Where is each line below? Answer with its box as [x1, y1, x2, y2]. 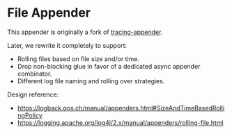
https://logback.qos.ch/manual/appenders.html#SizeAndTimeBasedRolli [17, 103, 225, 112]
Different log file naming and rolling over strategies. [17, 76, 165, 85]
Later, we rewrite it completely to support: [7, 41, 127, 49]
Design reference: [7, 90, 59, 99]
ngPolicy [17, 111, 43, 119]
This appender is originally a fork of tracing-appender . [7, 28, 163, 36]
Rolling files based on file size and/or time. [17, 54, 139, 63]
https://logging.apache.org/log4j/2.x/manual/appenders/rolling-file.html [17, 118, 224, 126]
